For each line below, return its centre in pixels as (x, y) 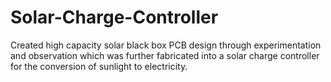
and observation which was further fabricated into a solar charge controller (165, 55)
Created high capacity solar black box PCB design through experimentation (166, 45)
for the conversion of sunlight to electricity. (99, 66)
